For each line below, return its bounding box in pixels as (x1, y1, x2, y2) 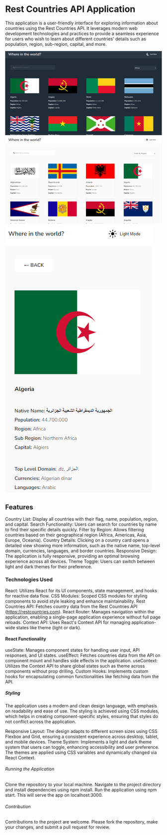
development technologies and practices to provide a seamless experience (5, 30, 159, 36)
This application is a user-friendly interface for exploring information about (5, 20, 158, 26)
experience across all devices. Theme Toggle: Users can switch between (5, 559, 155, 565)
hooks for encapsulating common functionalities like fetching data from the (5, 673, 159, 679)
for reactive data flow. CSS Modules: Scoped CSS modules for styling (5, 593, 148, 598)
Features (5, 503, 33, 511)
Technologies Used (5, 576, 53, 583)
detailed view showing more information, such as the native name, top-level (5, 543, 161, 549)
